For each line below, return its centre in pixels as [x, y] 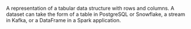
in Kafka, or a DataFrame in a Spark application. [64, 20]
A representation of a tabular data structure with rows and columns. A [90, 8]
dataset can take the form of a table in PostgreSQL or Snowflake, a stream [96, 14]
